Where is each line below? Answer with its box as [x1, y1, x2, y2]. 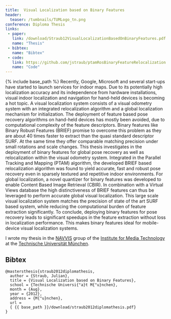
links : [5, 27, 19, 32]
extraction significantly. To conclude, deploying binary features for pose [5, 209, 157, 215]
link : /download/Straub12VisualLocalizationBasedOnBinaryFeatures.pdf [12, 36, 166, 41]
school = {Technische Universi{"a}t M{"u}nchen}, [10, 282, 118, 287]
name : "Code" [12, 64, 40, 70]
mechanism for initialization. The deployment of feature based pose [5, 111, 148, 118]
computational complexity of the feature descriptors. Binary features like [5, 122, 158, 128]
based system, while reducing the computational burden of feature [5, 203, 146, 210]
